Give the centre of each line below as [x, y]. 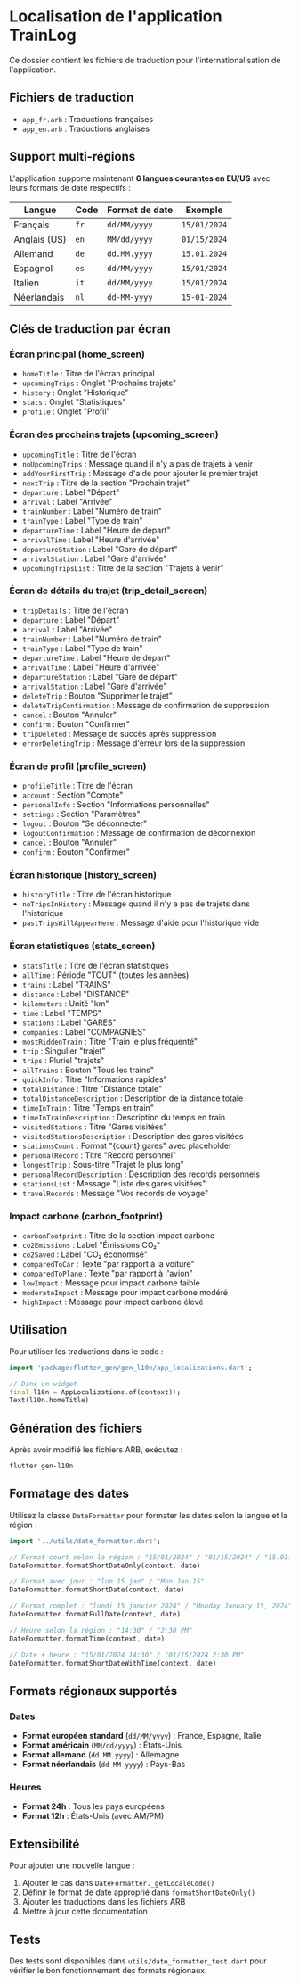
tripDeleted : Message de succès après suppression [119, 733]
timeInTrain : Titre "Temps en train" [88, 1107]
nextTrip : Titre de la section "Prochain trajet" [106, 483]
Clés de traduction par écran [90, 329]
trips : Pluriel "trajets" [63, 1060]
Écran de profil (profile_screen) [78, 766]
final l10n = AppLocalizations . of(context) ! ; [95, 1392]
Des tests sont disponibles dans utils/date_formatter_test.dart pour [138, 1961]
